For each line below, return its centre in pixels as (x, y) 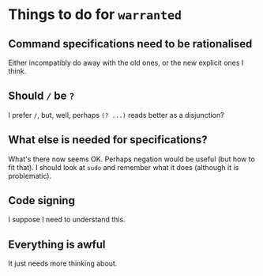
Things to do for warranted (95, 15)
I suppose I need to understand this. (67, 220)
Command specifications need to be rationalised (130, 44)
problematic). (30, 176)
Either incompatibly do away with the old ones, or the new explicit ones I (126, 62)
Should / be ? (41, 96)
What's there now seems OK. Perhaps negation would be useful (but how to (131, 159)
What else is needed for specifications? (108, 140)
